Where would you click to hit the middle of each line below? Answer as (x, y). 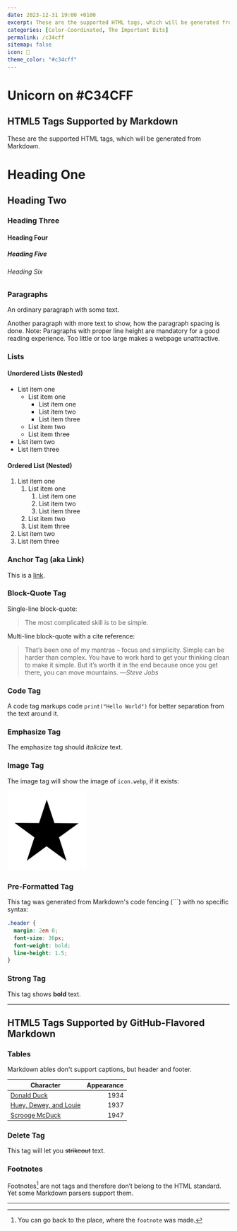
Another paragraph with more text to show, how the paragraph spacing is (114, 323)
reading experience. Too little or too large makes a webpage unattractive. (114, 338)
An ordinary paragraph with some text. (63, 309)
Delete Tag (26, 1135)
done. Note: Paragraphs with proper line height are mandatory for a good (114, 331)
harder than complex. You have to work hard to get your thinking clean (127, 657)
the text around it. (33, 713)
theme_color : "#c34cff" (42, 60)
